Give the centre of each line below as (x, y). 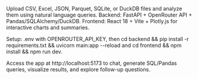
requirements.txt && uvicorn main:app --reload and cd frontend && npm (94, 45)
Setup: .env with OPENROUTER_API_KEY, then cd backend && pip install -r (98, 39)
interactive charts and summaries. (48, 27)
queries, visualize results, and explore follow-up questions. (78, 69)
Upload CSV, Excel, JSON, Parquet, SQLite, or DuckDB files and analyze (94, 9)
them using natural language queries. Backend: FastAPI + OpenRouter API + (99, 15)
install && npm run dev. (34, 52)
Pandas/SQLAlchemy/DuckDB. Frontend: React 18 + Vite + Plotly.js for (92, 21)
